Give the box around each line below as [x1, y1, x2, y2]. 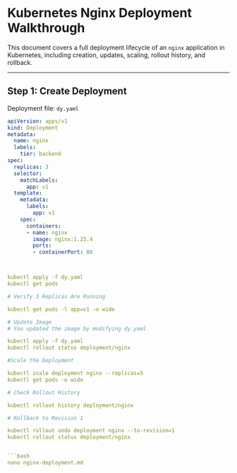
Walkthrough [7, 20, 85, 36]
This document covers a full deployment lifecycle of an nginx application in [7, 43, 225, 51]
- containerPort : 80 [32, 249, 93, 256]
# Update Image [7, 319, 52, 326]
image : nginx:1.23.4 [32, 235, 93, 242]
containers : [25, 222, 61, 230]
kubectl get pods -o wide [7, 376, 83, 383]
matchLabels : [20, 176, 59, 184]
